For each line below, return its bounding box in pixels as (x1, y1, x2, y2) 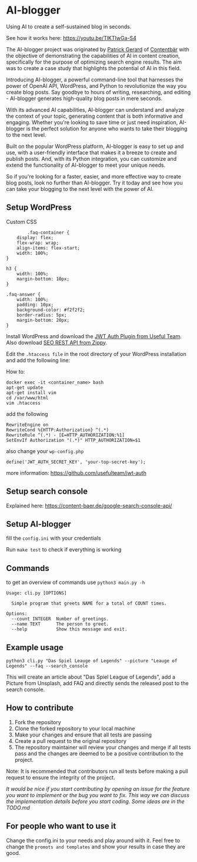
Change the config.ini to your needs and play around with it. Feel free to (6, 837, 181, 844)
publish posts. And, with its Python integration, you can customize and (6, 155, 177, 162)
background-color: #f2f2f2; (16, 307, 85, 313)
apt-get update (6, 384, 44, 391)
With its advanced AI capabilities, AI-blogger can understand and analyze (6, 106, 185, 113)
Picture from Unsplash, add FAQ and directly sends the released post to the (6, 680, 189, 686)
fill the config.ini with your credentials (6, 534, 101, 542)
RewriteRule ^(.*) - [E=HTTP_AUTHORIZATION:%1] (6, 432, 125, 438)
